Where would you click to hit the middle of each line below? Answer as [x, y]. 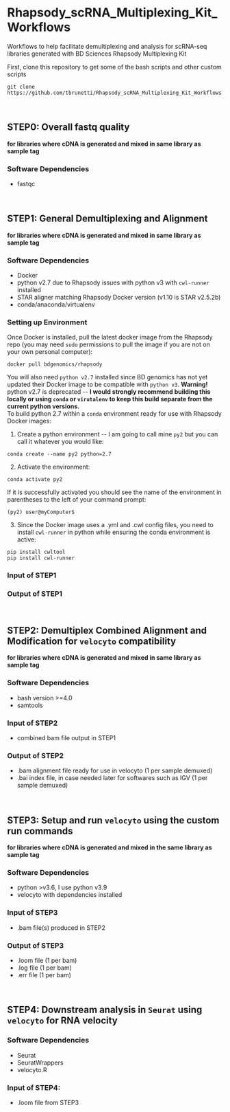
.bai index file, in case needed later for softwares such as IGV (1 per [112, 778]
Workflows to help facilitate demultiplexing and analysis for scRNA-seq [107, 46]
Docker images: [29, 421]
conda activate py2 [35, 480]
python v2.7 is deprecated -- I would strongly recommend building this [109, 392]
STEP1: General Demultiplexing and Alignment [107, 219]
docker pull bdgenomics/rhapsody [55, 365]
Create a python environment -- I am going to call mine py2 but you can [117, 434]
